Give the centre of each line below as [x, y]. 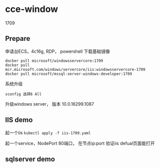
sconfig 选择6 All [23, 94]
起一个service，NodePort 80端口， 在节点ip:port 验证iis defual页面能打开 [80, 143]
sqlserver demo [30, 159]
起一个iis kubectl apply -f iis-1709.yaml [48, 133]
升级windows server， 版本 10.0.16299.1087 [50, 104]
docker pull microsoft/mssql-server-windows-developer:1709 [69, 74]
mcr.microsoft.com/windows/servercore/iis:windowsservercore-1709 [75, 69]
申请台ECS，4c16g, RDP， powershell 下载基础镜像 [58, 51]
